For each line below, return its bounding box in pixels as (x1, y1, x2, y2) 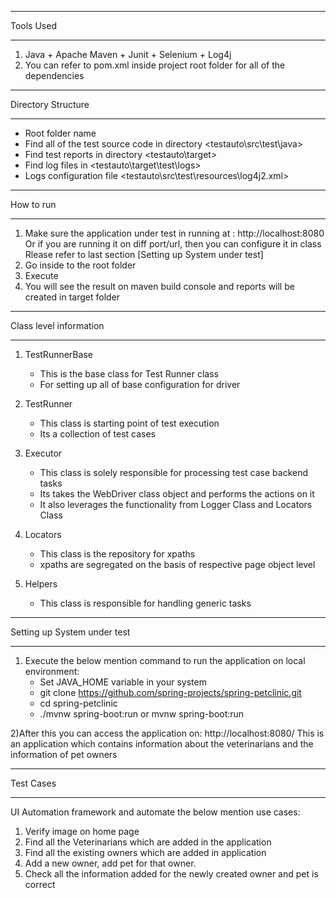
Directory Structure (10, 99, 90, 110)
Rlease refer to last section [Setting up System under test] (24, 249, 264, 260)
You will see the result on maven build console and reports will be (24, 281, 295, 292)
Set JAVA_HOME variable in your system (39, 676, 207, 688)
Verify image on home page (24, 826, 140, 837)
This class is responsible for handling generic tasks (39, 597, 252, 609)
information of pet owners (10, 749, 118, 760)
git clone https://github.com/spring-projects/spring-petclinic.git (39, 687, 302, 698)
